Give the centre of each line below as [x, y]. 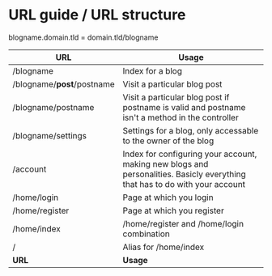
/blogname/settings [50, 135]
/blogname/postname [53, 107]
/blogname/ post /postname [64, 84]
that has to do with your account [184, 184]
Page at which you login [168, 197]
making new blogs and [166, 163]
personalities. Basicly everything [185, 174]
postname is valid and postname [184, 107]
